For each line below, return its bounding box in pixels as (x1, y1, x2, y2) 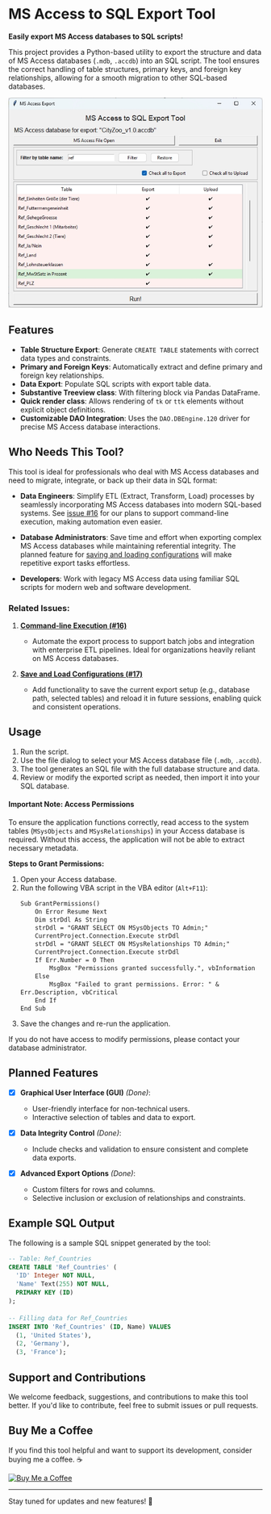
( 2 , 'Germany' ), (15, 1340, 70, 1348)
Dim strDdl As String (35, 915, 107, 924)
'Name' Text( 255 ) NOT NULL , (15, 1280, 110, 1288)
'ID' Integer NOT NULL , (15, 1272, 95, 1280)
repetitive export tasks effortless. (19, 558, 131, 567)
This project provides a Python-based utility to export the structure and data (8, 47, 262, 56)
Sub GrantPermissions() (19, 899, 101, 908)
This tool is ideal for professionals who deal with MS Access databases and (8, 466, 260, 476)
